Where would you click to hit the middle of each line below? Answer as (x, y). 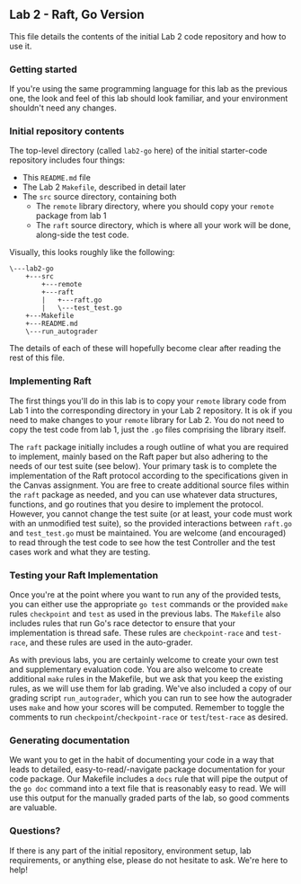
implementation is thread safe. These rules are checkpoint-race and (135, 633)
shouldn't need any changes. (63, 108)
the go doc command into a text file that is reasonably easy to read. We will (148, 789)
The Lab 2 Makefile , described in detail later (104, 187)
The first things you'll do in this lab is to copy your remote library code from (148, 401)
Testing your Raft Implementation (84, 575)
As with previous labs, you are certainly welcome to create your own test (144, 660)
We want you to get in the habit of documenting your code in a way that (142, 760)
